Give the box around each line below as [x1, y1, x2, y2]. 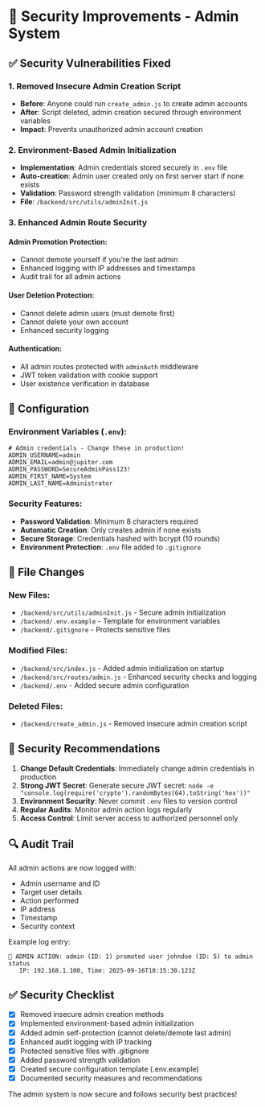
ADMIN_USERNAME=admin [8, 451, 81, 459]
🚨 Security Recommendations [8, 742, 161, 755]
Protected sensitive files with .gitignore [19, 1046, 149, 1056]
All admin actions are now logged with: [8, 862, 137, 872]
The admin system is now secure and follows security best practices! [8, 1089, 238, 1099]
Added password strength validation [19, 1055, 141, 1064]
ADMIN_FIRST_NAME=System [8, 472, 92, 481]
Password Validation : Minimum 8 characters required [19, 516, 198, 526]
